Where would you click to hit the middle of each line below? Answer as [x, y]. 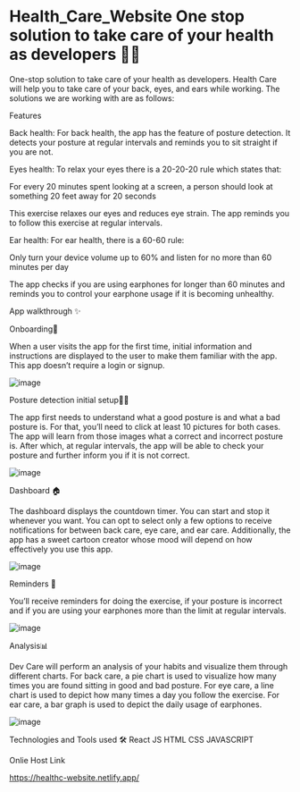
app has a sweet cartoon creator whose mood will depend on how [131, 539]
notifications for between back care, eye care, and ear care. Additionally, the [150, 530]
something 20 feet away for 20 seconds [83, 196]
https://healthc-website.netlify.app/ [75, 777]
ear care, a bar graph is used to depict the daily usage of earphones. [136, 704]
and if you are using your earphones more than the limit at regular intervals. [148, 611]
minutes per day [39, 266]
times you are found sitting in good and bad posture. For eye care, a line [142, 685]
